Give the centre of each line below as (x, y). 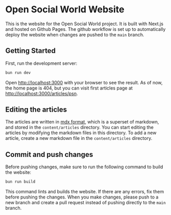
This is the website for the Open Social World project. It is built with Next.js (84, 24)
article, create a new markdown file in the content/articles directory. (79, 138)
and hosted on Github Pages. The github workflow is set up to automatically (85, 29)
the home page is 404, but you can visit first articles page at (69, 88)
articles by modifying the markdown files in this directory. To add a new (81, 133)
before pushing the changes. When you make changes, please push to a (82, 197)
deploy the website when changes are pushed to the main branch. (75, 34)
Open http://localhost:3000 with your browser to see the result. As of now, (84, 82)
